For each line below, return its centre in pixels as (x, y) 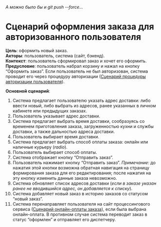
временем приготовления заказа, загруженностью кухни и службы (83, 126)
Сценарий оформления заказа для (80, 27)
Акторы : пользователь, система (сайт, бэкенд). (55, 56)
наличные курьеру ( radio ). (40, 147)
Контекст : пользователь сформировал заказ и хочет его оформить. (76, 61)
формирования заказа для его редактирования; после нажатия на (82, 173)
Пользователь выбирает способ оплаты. (55, 152)
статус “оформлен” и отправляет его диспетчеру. (64, 219)
